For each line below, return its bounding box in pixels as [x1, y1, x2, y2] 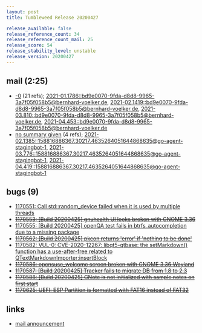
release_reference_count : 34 [6, 31, 80, 37]
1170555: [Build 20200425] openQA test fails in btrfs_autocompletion [15, 222, 187, 229]
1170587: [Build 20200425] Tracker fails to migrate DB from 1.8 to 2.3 [15, 267, 187, 274]
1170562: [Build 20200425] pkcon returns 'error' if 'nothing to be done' [15, 235, 192, 242]
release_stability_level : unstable [6, 48, 96, 54]
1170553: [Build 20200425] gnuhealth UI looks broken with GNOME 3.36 [15, 216, 195, 223]
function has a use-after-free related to [15, 248, 113, 255]
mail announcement [15, 320, 65, 328]
